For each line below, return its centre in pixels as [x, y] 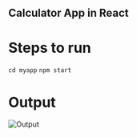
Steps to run [50, 48]
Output [32, 102]
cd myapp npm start [40, 71]
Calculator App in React [68, 13]
